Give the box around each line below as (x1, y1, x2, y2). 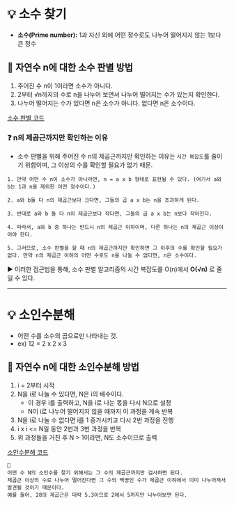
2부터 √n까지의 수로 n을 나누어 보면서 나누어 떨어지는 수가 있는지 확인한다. (17, 90, 220, 98)
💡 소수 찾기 (7, 6, 67, 22)
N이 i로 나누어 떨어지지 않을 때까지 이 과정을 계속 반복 (27, 407, 173, 415)
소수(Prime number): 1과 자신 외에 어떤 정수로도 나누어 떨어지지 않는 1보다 (17, 31, 221, 39)
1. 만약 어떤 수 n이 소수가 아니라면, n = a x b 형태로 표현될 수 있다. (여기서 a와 (7, 176, 222, 183)
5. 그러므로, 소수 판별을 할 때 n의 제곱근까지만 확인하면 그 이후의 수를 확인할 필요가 (7, 245, 223, 252)
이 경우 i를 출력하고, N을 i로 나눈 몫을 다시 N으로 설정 (27, 398, 172, 407)
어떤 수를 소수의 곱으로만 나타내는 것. (17, 331, 118, 339)
